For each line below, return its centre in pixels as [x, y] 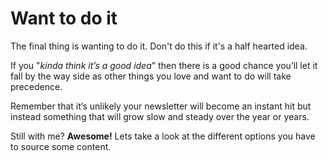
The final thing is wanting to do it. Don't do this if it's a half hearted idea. [159, 46]
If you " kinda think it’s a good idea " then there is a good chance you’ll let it [164, 65]
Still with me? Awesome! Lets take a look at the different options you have [163, 136]
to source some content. [61, 146]
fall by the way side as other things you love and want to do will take [151, 76]
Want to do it [64, 18]
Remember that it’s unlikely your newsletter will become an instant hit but [161, 106]
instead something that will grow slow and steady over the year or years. [160, 116]
